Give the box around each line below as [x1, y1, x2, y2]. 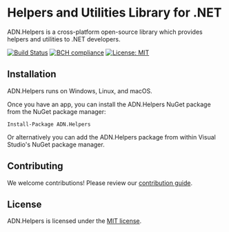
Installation [7, 68, 57, 80]
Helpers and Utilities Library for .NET [7, 5, 222, 21]
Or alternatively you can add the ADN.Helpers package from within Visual [7, 133, 216, 141]
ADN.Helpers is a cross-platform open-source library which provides [7, 28, 203, 36]
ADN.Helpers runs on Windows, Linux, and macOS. [7, 86, 153, 95]
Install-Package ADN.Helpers [7, 121, 91, 128]
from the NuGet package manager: [7, 107, 106, 115]
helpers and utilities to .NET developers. [7, 35, 121, 43]
